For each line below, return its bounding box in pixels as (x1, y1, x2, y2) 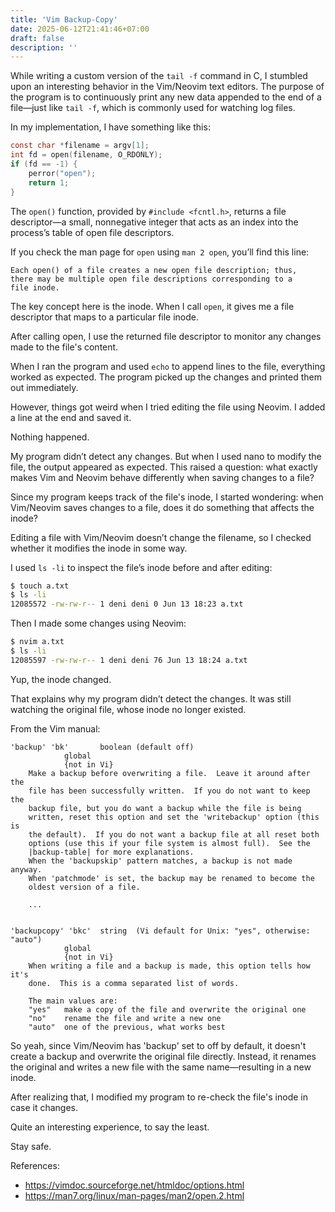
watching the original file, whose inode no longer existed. (10, 703, 247, 715)
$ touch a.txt (10, 581, 70, 591)
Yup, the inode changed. (10, 673, 112, 685)
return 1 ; (28, 177, 70, 188)
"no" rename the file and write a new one (28, 1013, 222, 1023)
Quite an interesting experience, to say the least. (10, 1121, 210, 1133)
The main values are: (28, 996, 118, 1006)
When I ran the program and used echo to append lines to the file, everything (10, 360, 326, 372)
